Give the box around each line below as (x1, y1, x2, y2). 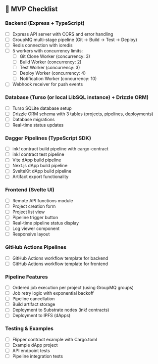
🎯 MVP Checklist (5, 5, 58, 13)
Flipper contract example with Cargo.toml (12, 336, 98, 342)
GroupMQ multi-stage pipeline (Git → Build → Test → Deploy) (12, 37, 138, 43)
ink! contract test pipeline (12, 151, 64, 157)
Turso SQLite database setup (12, 105, 72, 111)
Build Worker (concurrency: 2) (19, 59, 82, 65)
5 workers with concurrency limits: (12, 47, 83, 53)
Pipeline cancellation (12, 296, 55, 302)
